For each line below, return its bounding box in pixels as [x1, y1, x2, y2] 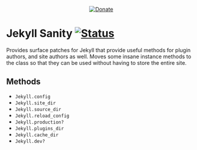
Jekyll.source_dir [14, 106, 61, 112]
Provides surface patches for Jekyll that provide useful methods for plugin [6, 46, 191, 53]
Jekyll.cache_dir [14, 132, 59, 138]
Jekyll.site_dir [14, 100, 56, 106]
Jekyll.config [14, 94, 51, 100]
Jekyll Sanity [6, 27, 73, 40]
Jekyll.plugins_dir [14, 125, 64, 131]
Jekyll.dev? [14, 138, 45, 144]
